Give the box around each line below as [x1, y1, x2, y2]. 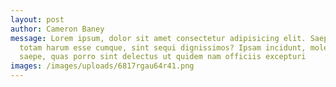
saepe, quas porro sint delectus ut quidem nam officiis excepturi [19, 52, 307, 62]
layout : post [10, 14, 65, 25]
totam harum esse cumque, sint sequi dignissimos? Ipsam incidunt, [19, 42, 307, 53]
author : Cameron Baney [10, 24, 105, 34]
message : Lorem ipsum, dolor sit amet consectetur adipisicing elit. [10, 33, 307, 43]
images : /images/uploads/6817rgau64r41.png [10, 61, 195, 71]
